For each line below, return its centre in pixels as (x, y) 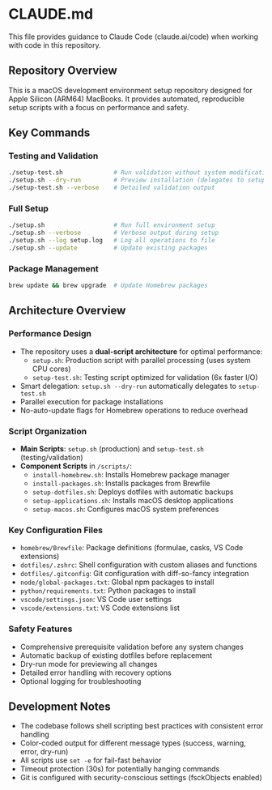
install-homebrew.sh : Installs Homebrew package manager (131, 475)
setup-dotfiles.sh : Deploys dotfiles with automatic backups (133, 492)
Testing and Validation (53, 156)
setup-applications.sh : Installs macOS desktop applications (133, 501)
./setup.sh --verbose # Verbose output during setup (114, 233)
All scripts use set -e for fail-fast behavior (91, 760)
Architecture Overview (67, 311)
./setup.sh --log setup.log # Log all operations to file (112, 241)
